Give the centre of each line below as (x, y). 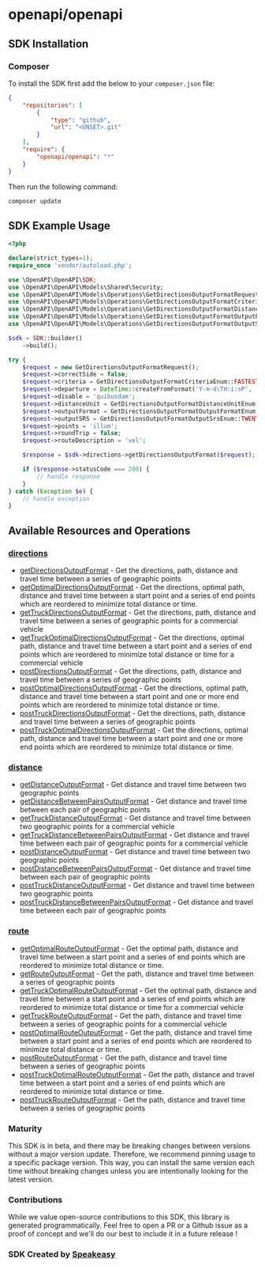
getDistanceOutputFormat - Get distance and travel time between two (133, 785)
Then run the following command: (63, 187)
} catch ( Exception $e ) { (50, 491)
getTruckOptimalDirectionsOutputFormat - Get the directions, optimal (132, 637)
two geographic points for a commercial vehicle (97, 826)
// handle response (69, 476)
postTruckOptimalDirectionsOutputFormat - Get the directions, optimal (134, 730)
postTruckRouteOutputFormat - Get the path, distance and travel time (132, 1099)
